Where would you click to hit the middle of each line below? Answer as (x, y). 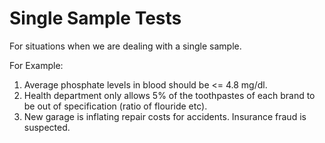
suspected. (47, 127)
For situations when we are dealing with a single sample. (125, 46)
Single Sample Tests (95, 18)
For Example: (36, 65)
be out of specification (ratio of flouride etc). (115, 106)
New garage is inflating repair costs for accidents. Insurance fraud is (165, 116)
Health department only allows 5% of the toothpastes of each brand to (169, 95)
